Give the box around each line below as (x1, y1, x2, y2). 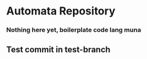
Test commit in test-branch (6, 44, 111, 55)
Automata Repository (6, 4, 116, 18)
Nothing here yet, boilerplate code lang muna (6, 26, 142, 34)
